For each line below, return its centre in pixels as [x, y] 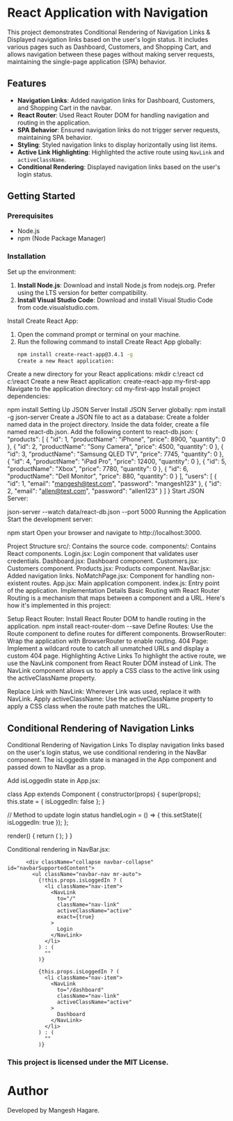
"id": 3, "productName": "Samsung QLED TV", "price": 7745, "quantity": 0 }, [115, 454]
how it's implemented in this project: [59, 605]
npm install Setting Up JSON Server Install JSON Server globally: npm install [116, 410]
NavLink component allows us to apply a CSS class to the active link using [114, 671]
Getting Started [41, 196]
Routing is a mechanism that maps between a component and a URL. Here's [116, 598]
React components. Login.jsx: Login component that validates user [103, 554]
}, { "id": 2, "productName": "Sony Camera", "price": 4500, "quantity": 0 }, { [115, 447]
